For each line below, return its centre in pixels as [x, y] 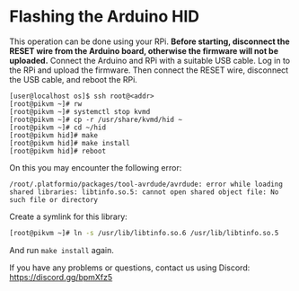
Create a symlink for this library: [68, 216]
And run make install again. [62, 250]
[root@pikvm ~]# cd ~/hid [57, 128]
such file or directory [54, 199]
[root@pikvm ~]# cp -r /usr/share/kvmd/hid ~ [96, 119]
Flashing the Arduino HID [105, 17]
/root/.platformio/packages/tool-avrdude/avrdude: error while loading [146, 184]
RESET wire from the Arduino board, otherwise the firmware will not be [144, 50]
